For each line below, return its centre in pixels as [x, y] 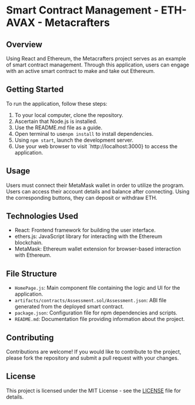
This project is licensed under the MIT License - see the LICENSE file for [93, 390]
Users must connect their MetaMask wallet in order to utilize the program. [95, 185]
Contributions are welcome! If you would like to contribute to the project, [94, 352]
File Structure [31, 274]
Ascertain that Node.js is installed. [56, 121]
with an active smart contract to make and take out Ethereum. [81, 71]
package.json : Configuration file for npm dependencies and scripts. [96, 313]
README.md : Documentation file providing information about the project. [100, 319]
